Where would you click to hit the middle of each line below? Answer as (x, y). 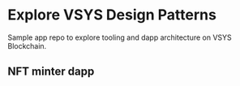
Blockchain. (27, 45)
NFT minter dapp (51, 72)
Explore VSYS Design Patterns (112, 15)
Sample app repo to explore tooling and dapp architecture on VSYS (120, 37)
